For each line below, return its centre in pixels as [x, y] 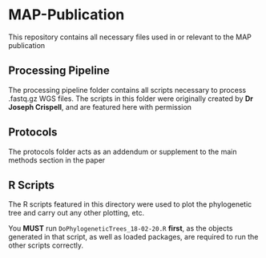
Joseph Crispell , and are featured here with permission [100, 107]
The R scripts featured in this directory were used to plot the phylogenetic [130, 204]
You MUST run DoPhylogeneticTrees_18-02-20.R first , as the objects [121, 228]
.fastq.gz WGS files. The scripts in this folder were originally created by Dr [131, 99]
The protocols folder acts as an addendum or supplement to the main [123, 151]
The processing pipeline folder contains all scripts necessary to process [127, 90]
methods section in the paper [57, 160]
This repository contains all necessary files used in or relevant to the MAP [130, 37]
